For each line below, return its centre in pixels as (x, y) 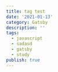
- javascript (27, 38)
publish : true (23, 60)
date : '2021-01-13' (30, 17)
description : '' (26, 28)
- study (21, 55)
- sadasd (22, 44)
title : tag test (26, 11)
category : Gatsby (27, 22)
